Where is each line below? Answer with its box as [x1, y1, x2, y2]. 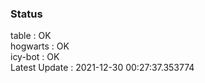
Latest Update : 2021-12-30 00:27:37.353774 [10, 62, 195, 74]
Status [10, 7, 43, 21]
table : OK [10, 30, 52, 42]
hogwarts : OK [10, 40, 70, 52]
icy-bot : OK [10, 51, 60, 63]
